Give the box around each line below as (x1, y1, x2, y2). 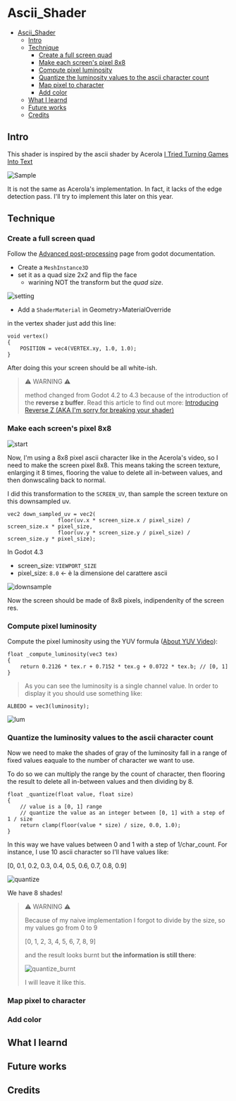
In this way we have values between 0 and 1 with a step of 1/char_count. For (7, 840, 228, 849)
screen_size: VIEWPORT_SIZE (17, 561, 97, 570)
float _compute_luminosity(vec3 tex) (7, 651, 118, 658)
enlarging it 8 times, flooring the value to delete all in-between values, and (7, 468, 223, 476)
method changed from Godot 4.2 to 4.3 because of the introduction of (24, 391, 229, 400)
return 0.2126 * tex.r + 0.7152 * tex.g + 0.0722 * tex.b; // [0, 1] (20, 663, 229, 670)
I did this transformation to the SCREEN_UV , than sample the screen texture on (7, 489, 228, 498)
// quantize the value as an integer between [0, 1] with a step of (20, 809, 225, 817)
